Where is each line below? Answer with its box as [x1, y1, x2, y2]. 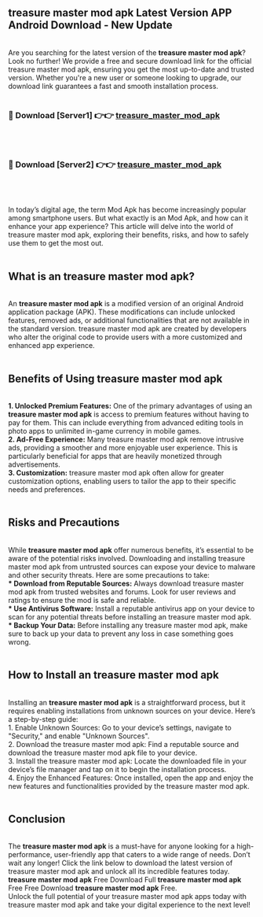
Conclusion [8, 812, 66, 826]
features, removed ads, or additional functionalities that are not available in [8, 316, 250, 325]
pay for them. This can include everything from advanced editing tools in [8, 418, 243, 427]
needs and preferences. [8, 485, 86, 494]
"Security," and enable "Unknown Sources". [8, 731, 150, 741]
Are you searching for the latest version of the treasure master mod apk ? [8, 47, 246, 57]
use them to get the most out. [8, 238, 104, 248]
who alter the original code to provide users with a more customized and [8, 332, 243, 342]
